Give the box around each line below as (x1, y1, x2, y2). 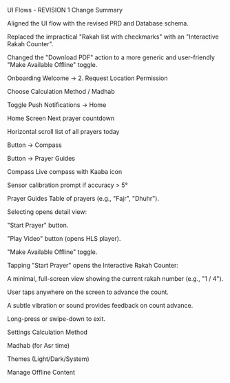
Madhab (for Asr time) (7, 342, 70, 349)
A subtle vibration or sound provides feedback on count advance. (7, 302, 194, 309)
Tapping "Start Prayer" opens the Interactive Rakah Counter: (7, 262, 179, 269)
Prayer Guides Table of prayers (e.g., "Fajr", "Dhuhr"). (7, 195, 160, 202)
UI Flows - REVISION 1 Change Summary (7, 6, 123, 14)
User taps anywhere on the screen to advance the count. (7, 288, 169, 296)
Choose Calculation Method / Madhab (7, 88, 115, 95)
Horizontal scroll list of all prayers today (7, 128, 120, 135)
